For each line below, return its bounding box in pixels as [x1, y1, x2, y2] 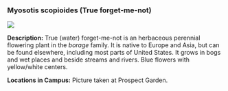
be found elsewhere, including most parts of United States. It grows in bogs [7, 49, 221, 57]
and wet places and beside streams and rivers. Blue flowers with [7, 55, 190, 64]
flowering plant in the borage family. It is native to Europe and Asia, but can [7, 41, 220, 49]
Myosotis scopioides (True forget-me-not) [7, 5, 152, 15]
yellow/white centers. [7, 63, 68, 71]
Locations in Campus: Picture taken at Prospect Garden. [7, 76, 168, 84]
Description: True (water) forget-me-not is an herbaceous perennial [7, 34, 201, 42]
